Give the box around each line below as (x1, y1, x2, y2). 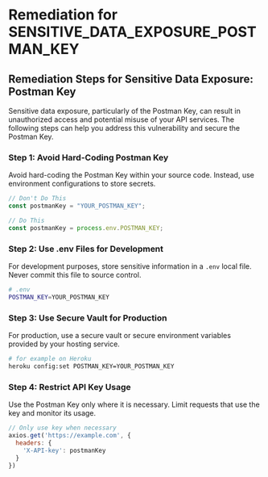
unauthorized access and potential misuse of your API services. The (8, 115, 235, 124)
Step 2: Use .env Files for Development (8, 243, 163, 254)
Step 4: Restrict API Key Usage (8, 381, 131, 392)
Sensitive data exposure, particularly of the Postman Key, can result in (8, 107, 241, 115)
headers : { (15, 438, 52, 447)
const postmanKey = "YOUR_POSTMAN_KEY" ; (8, 202, 146, 211)
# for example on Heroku (8, 355, 92, 363)
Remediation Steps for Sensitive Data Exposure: (8, 72, 254, 86)
